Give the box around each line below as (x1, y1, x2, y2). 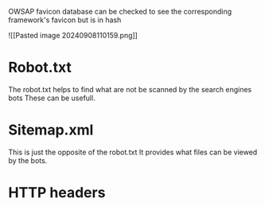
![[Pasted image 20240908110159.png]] (8, 31, 138, 40)
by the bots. (8, 155, 48, 165)
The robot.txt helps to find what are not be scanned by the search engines (8, 84, 252, 94)
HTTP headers (8, 184, 106, 202)
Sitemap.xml (8, 121, 94, 139)
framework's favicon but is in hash (8, 15, 122, 25)
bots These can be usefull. (8, 93, 95, 103)
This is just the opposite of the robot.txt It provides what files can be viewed (8, 147, 258, 157)
